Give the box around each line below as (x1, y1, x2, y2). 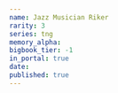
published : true (9, 71, 69, 80)
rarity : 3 (9, 21, 46, 30)
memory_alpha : (9, 37, 62, 47)
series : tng (9, 29, 53, 38)
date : (9, 63, 29, 72)
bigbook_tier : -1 (9, 46, 74, 55)
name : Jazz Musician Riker (9, 12, 109, 22)
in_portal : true (9, 54, 69, 63)
